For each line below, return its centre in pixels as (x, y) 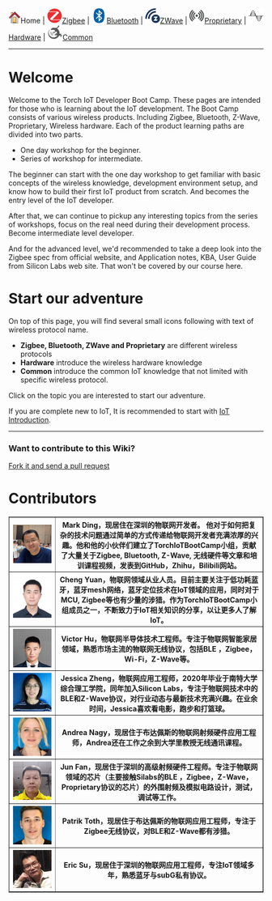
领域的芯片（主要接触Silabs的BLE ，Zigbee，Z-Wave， (159, 776)
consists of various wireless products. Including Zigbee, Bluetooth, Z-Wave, (134, 117)
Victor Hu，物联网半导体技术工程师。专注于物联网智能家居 (159, 639)
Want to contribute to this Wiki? (72, 448)
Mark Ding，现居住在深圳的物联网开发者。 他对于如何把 (155, 525)
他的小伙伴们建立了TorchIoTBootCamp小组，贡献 (173, 545)
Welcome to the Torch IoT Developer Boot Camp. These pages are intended (135, 100)
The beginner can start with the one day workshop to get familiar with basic (135, 174)
